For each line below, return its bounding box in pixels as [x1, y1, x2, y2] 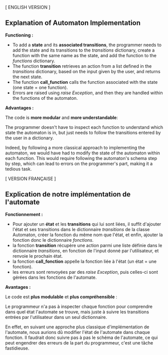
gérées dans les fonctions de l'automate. [12, 274, 97, 280]
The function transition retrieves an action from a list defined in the [12, 63, 152, 69]
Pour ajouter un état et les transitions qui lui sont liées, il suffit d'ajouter [12, 221, 161, 227]
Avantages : [5, 284, 31, 290]
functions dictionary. [12, 58, 55, 64]
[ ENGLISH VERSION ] [5, 5, 51, 10]
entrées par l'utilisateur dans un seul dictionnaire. [5, 314, 107, 320]
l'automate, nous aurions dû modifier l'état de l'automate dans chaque [5, 329, 150, 335]
